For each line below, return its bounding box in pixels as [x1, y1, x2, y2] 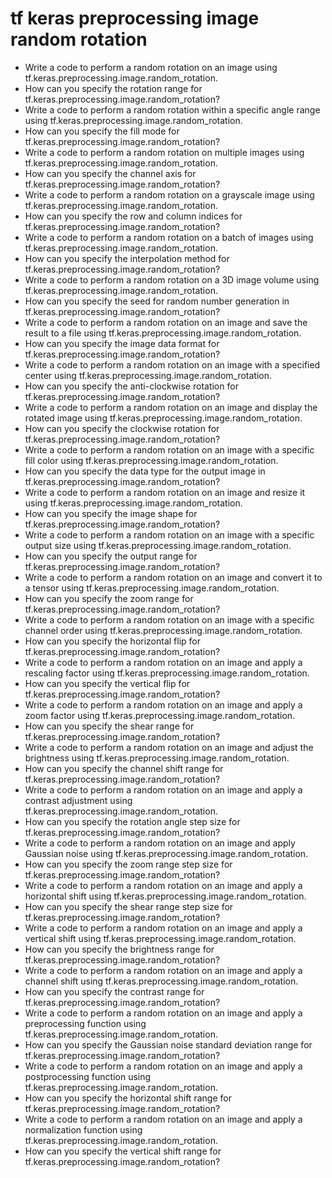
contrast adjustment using [24, 794, 133, 806]
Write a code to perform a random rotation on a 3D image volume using [24, 273, 320, 286]
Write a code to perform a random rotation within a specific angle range [24, 103, 321, 116]
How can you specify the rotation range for [24, 82, 203, 94]
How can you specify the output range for [24, 550, 198, 562]
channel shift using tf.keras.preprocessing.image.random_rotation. [24, 975, 299, 987]
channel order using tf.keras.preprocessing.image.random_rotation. [24, 624, 303, 636]
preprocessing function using [24, 1017, 147, 1029]
